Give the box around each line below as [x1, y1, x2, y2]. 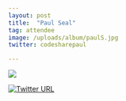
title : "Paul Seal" [8, 19, 77, 27]
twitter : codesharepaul [8, 41, 87, 49]
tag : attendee [8, 26, 55, 34]
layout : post [8, 11, 52, 20]
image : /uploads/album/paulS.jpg [8, 33, 119, 42]
